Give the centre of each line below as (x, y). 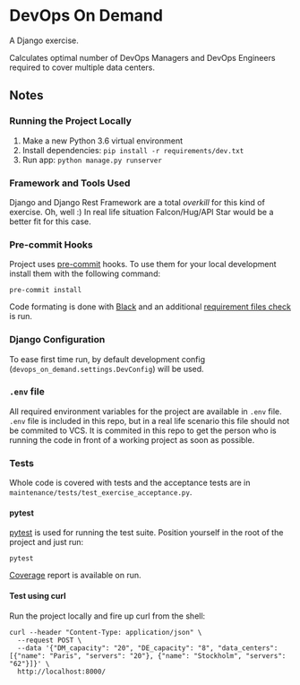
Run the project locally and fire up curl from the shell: (107, 616)
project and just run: (47, 542)
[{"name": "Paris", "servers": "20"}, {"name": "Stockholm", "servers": (148, 655)
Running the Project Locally (70, 121)
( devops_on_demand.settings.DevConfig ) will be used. (107, 369)
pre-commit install (46, 290)
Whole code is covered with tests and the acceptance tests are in (130, 483)
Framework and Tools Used (70, 183)
